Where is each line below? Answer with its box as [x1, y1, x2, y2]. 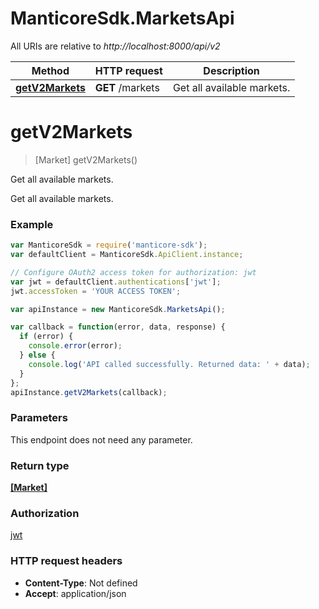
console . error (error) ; [28, 341, 123, 351]
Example [10, 217, 54, 231]
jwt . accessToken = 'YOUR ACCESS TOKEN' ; [10, 286, 182, 296]
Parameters [10, 411, 68, 425]
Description [203, 63, 260, 77]
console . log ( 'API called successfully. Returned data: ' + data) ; [28, 359, 311, 369]
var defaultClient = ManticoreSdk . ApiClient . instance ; [10, 250, 244, 260]
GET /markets [94, 80, 160, 94]
